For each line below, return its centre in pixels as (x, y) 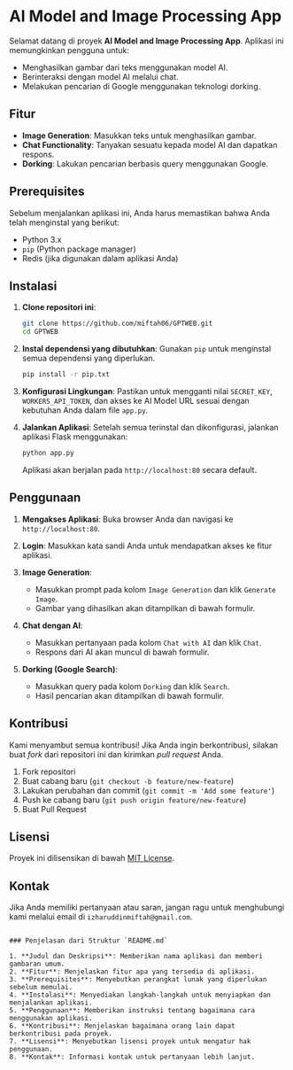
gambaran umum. (37, 964)
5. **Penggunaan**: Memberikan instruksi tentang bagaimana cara (132, 1011)
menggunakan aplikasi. (51, 1019)
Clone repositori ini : (59, 307)
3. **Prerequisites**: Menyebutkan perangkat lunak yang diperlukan (138, 980)
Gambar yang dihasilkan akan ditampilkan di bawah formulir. (145, 608)
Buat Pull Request (54, 809)
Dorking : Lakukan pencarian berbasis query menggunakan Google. (145, 163)
